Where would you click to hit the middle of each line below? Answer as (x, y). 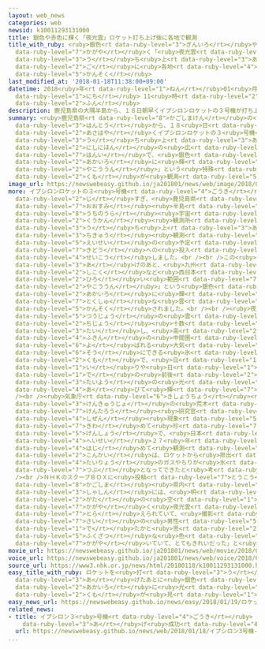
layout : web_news (37, 15)
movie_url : (26, 550)
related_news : (32, 609)
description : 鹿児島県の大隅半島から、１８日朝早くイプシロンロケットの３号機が (125, 111)
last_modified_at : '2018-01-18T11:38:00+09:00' (88, 81)
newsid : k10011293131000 (49, 30)
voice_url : (26, 558)
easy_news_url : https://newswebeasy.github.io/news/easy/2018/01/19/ (125, 602)
